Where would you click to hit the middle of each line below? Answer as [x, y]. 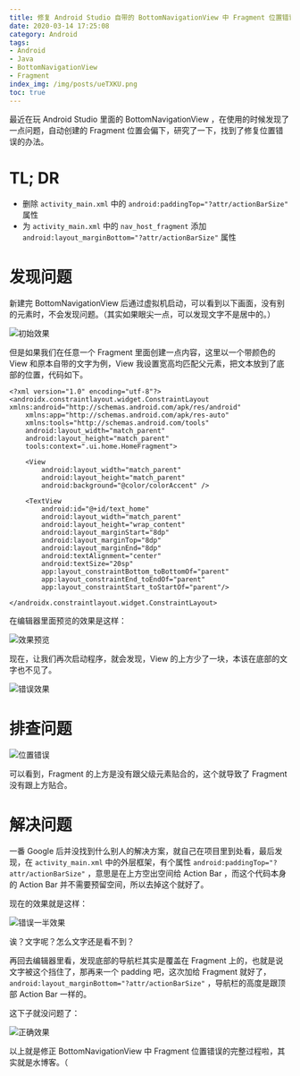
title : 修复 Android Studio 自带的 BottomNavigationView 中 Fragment [137, 17]
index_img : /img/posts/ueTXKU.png [74, 84]
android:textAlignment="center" [102, 556]
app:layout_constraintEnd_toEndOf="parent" [123, 580]
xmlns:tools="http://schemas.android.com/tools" [117, 423]
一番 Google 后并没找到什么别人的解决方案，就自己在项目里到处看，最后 [142, 851]
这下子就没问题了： [45, 1013]
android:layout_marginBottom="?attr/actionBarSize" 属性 [129, 237]
